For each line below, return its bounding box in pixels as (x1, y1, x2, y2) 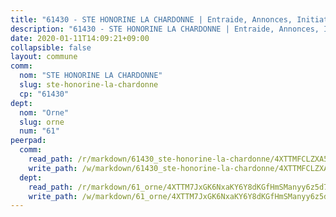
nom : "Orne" (19, 107, 70, 118)
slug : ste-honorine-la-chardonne (19, 80, 159, 90)
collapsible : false (10, 42, 92, 53)
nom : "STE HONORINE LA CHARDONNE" (19, 71, 163, 81)
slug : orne (19, 117, 65, 127)
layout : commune (10, 52, 78, 62)
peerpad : (10, 136, 47, 146)
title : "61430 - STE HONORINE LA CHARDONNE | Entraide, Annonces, (10, 14, 293, 25)
